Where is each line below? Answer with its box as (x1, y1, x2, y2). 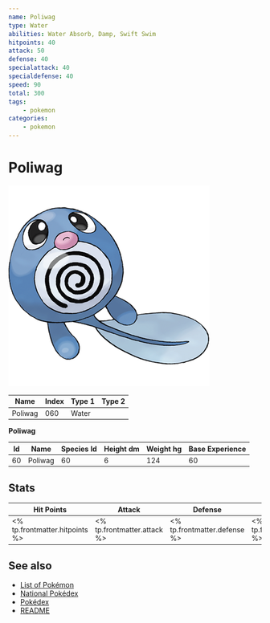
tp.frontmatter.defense (170, 525, 245, 534)
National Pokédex (19, 588, 79, 598)
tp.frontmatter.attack (95, 525, 163, 534)
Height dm (104, 444, 140, 454)
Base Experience (188, 444, 247, 454)
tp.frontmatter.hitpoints (11, 525, 88, 534)
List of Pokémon (19, 580, 75, 590)
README (19, 606, 51, 616)
